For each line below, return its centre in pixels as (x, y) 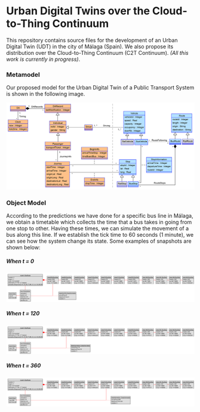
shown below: (23, 247)
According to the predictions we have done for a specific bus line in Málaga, (100, 216)
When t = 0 (20, 261)
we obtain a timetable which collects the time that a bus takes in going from (99, 222)
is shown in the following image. (46, 94)
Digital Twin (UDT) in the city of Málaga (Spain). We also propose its (90, 47)
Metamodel (23, 75)
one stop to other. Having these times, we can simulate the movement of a (98, 228)
